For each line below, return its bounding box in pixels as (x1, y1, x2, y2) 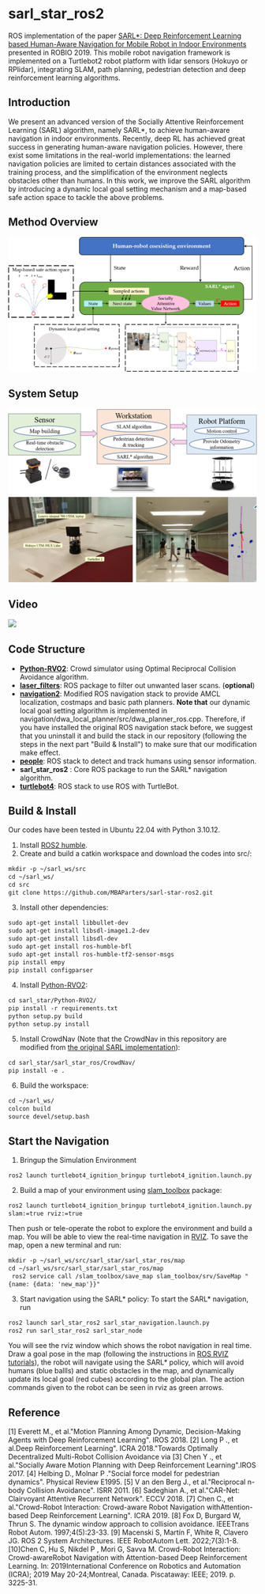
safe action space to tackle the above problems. (8, 192, 165, 202)
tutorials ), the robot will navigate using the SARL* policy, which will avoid (8, 1357, 244, 1367)
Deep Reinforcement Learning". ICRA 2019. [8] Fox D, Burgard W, (30, 1511, 241, 1520)
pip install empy (8, 959, 65, 967)
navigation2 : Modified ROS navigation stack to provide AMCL (19, 689, 221, 699)
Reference (8, 1406, 61, 1419)
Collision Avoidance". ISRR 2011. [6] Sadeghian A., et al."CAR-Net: (26, 1486, 241, 1495)
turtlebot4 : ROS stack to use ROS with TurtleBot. (19, 781, 179, 791)
